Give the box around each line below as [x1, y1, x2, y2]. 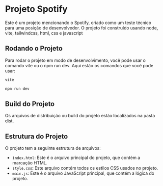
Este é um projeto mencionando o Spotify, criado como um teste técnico [5, 20, 151, 26]
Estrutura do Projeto [5, 132, 68, 140]
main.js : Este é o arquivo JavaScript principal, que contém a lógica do [12, 170, 155, 176]
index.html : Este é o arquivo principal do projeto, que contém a [12, 155, 140, 160]
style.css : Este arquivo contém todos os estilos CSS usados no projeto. [12, 165, 158, 171]
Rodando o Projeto [5, 44, 63, 53]
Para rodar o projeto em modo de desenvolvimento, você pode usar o [5, 57, 146, 63]
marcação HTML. [12, 160, 48, 166]
